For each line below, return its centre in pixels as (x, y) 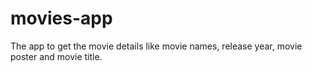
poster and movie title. (56, 56)
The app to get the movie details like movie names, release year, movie (156, 46)
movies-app (61, 18)
